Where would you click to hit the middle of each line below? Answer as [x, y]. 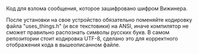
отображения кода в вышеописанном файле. [63, 45]
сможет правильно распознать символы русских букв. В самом [88, 32]
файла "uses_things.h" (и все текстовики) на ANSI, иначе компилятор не [97, 26]
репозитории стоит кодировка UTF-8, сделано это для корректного [92, 38]
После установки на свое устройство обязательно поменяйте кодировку [99, 20]
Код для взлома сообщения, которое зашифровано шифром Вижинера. [97, 9]
